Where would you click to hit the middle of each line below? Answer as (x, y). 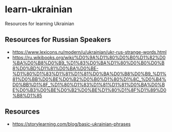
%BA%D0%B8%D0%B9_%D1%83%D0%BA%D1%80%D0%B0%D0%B (88, 63)
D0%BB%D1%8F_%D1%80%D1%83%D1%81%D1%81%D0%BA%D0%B (89, 84)
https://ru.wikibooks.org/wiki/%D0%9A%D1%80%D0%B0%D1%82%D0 (89, 57)
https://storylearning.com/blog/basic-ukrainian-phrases (71, 124)
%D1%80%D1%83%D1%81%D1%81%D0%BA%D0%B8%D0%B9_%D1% (89, 74)
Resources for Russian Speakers (58, 40)
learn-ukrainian (39, 9)
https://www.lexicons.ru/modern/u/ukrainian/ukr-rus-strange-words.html (89, 52)
